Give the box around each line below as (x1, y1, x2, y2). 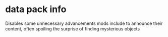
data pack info (5, 4, 67, 15)
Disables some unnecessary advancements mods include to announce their (5, 20, 163, 26)
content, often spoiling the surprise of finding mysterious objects (5, 25, 140, 31)
